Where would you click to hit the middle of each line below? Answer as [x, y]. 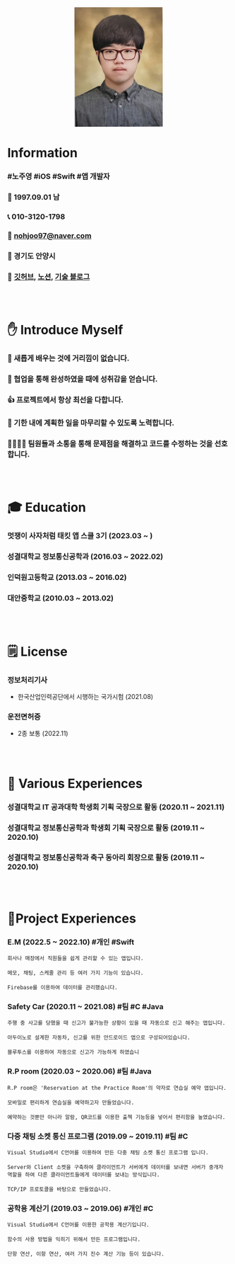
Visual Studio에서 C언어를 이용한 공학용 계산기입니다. [78, 1225]
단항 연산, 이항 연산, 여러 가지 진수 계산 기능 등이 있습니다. [86, 1254]
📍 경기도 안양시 [31, 256]
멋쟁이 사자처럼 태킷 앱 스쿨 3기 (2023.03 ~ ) [80, 536]
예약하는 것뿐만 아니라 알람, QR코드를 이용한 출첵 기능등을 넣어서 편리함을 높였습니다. [116, 1117]
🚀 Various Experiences [75, 784]
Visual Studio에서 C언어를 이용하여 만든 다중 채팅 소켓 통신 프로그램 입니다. [108, 1153]
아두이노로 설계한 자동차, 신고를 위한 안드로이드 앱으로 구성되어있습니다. [99, 1038]
